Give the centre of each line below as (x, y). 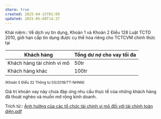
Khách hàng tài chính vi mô (39, 63)
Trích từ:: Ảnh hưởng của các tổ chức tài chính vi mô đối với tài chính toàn (79, 106)
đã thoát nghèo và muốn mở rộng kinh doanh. (51, 97)
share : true (17, 10)
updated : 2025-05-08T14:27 (32, 19)
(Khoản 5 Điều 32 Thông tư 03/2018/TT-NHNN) (45, 83)
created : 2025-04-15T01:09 (32, 14)
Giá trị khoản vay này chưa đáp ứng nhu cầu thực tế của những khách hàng (81, 92)
